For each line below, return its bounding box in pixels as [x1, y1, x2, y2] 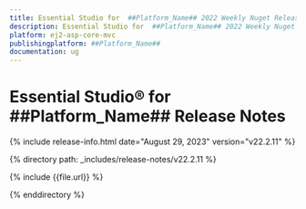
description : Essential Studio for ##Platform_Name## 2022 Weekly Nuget [9, 22, 296, 31]
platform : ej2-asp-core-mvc [9, 30, 117, 39]
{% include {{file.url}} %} [9, 172, 104, 183]
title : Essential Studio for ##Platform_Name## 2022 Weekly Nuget [9, 13, 271, 23]
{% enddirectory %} [9, 189, 85, 201]
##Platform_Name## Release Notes [9, 106, 286, 127]
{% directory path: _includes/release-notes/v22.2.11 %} [9, 154, 217, 165]
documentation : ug [9, 47, 79, 57]
